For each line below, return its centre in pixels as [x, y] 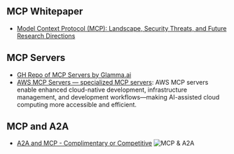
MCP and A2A [38, 126]
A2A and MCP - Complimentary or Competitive [84, 143]
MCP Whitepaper [45, 12]
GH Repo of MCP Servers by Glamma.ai [74, 75]
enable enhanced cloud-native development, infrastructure [102, 90]
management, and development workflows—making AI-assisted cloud [118, 97]
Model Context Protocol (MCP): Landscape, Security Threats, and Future [122, 28]
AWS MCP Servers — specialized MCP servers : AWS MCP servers [112, 82]
